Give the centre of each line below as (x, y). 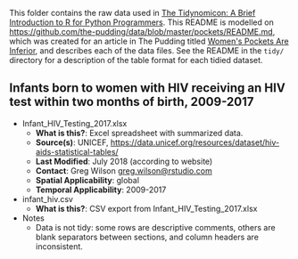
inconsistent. (59, 246)
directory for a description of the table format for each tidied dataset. (136, 60)
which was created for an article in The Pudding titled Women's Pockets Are (149, 41)
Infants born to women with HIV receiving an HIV (147, 88)
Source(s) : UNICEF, (72, 142)
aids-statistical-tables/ (77, 151)
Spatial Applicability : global (87, 180)
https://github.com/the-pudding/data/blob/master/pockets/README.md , (142, 32)
